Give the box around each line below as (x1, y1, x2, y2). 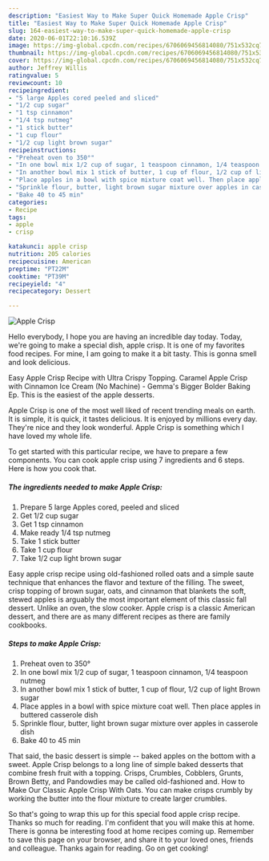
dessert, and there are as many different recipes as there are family (8, 611, 231, 622)
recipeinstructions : (8, 146, 78, 154)
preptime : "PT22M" (8, 265, 70, 273)
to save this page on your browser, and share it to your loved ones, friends (8, 835, 254, 845)
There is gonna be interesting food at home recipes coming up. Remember (8, 826, 255, 836)
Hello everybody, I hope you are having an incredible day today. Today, (8, 332, 243, 342)
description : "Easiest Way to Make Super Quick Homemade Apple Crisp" (8, 11, 249, 20)
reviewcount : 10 (8, 79, 62, 87)
